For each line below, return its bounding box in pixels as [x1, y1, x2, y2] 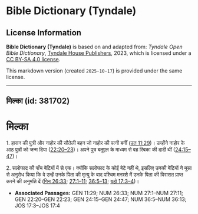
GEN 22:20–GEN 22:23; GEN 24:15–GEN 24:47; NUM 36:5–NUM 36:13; [14, 196, 187, 203]
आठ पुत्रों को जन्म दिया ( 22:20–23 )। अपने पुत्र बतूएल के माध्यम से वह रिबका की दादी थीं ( [6, 146, 176, 153]
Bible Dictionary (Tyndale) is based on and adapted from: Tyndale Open [6, 43, 183, 50]
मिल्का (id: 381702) [6, 96, 70, 106]
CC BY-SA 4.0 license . [6, 56, 61, 62]
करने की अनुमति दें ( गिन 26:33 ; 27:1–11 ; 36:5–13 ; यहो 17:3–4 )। [6, 178, 140, 185]
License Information [6, 28, 81, 38]
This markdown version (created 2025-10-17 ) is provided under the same [6, 67, 183, 74]
